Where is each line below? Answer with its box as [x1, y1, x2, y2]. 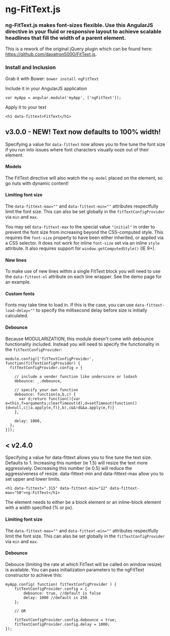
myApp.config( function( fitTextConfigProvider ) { [5, 582, 117, 587]
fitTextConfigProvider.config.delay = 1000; [14, 622, 110, 627]
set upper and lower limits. [5, 476, 61, 482]
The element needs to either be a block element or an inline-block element [5, 499, 161, 506]
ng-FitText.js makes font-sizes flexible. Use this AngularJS [5, 22, 153, 29]
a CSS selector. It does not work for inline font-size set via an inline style [5, 240, 160, 246]
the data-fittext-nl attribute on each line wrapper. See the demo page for [5, 274, 162, 280]
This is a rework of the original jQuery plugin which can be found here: [5, 46, 153, 52]
